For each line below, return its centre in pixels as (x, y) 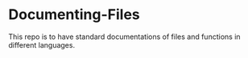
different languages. (41, 44)
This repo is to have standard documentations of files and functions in (124, 37)
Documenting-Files (74, 15)
